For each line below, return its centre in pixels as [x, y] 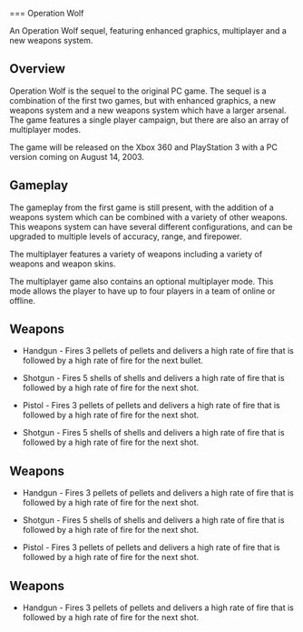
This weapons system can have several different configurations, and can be [151, 226]
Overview [38, 69]
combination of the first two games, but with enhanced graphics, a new [143, 100]
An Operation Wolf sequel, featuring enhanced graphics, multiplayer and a [148, 30]
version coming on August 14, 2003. [77, 156]
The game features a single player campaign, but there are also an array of [149, 120]
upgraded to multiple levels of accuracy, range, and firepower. [126, 236]
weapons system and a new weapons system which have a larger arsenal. [148, 110]
